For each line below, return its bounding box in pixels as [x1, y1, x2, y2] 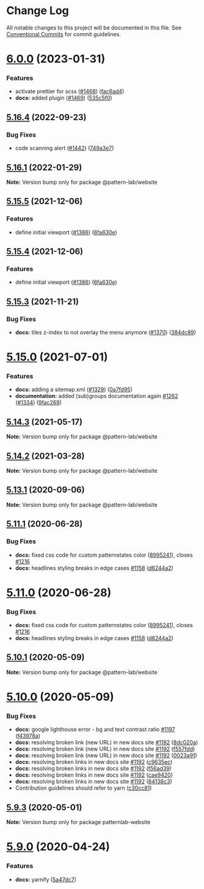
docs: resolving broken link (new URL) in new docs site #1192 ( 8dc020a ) [15, 739, 199, 746]
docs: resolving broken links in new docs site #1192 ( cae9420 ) [15, 771, 173, 779]
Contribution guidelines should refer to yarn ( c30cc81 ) [15, 784, 152, 792]
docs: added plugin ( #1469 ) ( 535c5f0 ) [15, 94, 112, 102]
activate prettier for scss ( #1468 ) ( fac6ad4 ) [15, 88, 125, 95]
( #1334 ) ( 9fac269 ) [15, 399, 62, 406]
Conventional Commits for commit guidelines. [6, 30, 121, 37]
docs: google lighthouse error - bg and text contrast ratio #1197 [15, 726, 175, 733]
